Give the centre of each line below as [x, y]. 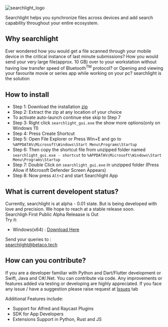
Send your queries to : [28, 240]
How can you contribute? [46, 261]
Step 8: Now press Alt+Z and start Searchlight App [65, 176]
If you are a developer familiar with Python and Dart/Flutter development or [83, 272]
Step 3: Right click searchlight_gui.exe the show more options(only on [86, 123]
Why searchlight [32, 39]
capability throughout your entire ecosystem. [52, 23]
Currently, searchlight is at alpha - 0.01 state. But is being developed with [81, 204]
